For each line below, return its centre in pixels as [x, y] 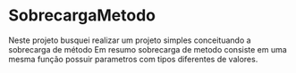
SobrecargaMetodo [82, 16]
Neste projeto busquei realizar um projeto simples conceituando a [130, 40]
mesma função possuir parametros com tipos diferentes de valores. [133, 59]
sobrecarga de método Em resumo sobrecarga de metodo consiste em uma [148, 49]
